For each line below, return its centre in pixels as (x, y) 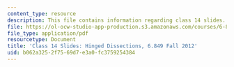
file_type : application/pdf (48, 33)
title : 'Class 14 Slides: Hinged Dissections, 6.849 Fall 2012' (102, 46)
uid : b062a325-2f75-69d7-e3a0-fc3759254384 (71, 53)
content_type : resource (42, 14)
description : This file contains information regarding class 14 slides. (117, 20)
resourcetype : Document (42, 40)
